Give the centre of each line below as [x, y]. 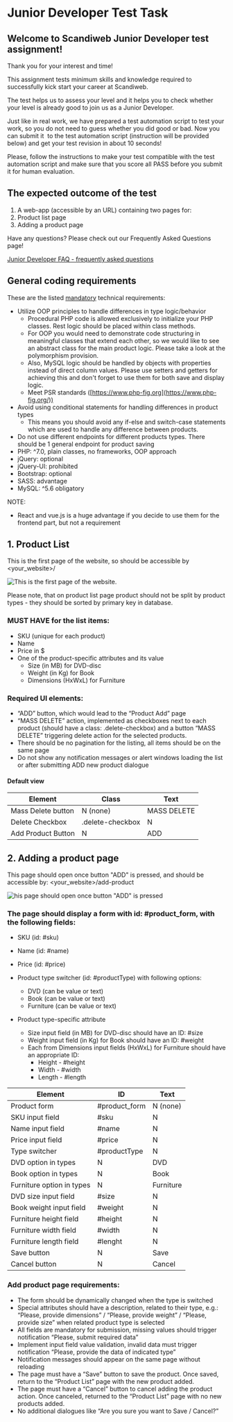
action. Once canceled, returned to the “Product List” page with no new [119, 1396]
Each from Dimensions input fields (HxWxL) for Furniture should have [127, 1048]
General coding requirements [72, 281]
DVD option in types [43, 1163]
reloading [31, 1366]
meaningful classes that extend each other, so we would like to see [123, 340]
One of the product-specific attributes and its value [90, 658]
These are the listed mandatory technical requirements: [86, 297]
